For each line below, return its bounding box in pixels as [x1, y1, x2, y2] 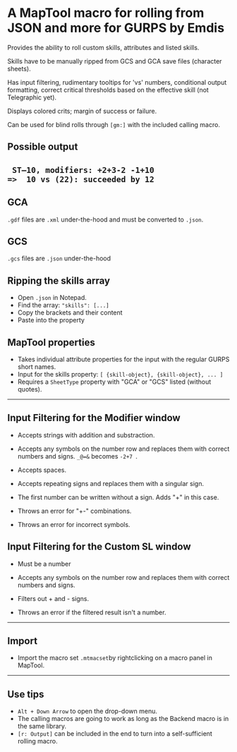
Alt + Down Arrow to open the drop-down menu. [17, 707, 157, 715]
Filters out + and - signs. [17, 594, 90, 602]
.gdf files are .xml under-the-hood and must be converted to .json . [7, 215, 204, 224]
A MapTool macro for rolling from [7, 5, 205, 21]
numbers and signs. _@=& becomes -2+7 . [17, 451, 138, 460]
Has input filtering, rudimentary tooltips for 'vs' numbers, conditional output [7, 78, 227, 86]
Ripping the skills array [7, 274, 111, 286]
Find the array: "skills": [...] [17, 301, 109, 310]
